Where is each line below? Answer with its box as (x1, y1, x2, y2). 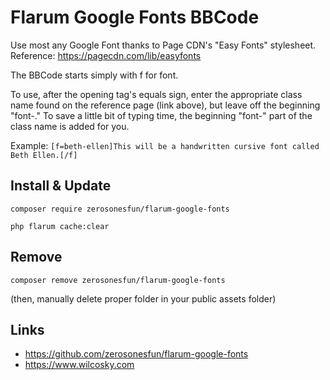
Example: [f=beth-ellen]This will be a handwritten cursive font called (10, 139, 320, 151)
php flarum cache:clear (10, 221, 110, 231)
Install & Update (10, 177, 112, 195)
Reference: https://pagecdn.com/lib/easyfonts (10, 49, 202, 61)
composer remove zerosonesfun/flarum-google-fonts (10, 275, 226, 285)
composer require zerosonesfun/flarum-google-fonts (10, 204, 230, 214)
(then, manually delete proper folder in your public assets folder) (10, 292, 277, 305)
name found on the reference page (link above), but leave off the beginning (10, 99, 321, 111)
